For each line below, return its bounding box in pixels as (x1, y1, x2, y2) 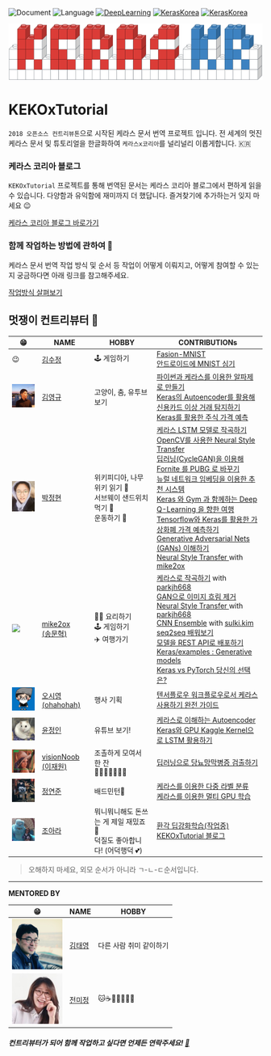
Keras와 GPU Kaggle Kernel (156, 724, 248, 735)
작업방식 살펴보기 (8, 287, 63, 297)
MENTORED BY (8, 889, 60, 898)
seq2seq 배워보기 (156, 627, 214, 638)
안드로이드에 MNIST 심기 (156, 359, 236, 369)
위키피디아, (94, 472, 129, 482)
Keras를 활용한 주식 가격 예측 (156, 412, 248, 422)
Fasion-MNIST (156, 349, 206, 359)
